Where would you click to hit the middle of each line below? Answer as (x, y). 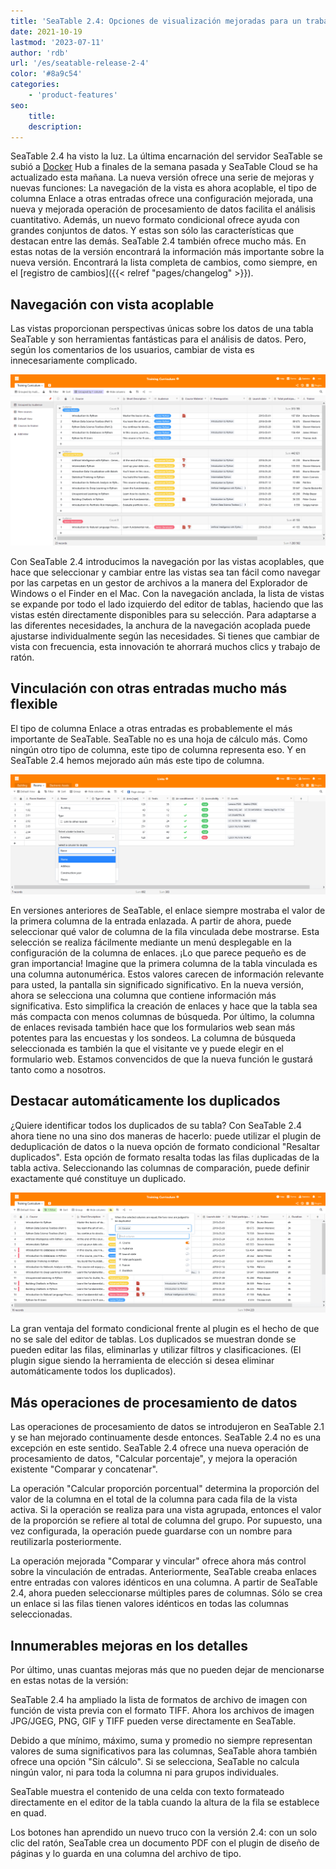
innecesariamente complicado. (74, 361)
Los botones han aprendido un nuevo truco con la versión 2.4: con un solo (164, 1832)
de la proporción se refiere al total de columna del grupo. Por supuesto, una (166, 1521)
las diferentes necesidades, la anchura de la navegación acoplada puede (160, 625)
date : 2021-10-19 (46, 31)
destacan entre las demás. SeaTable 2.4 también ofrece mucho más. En (158, 241)
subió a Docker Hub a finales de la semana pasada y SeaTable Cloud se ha (164, 167)
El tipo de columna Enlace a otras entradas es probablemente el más (151, 728)
